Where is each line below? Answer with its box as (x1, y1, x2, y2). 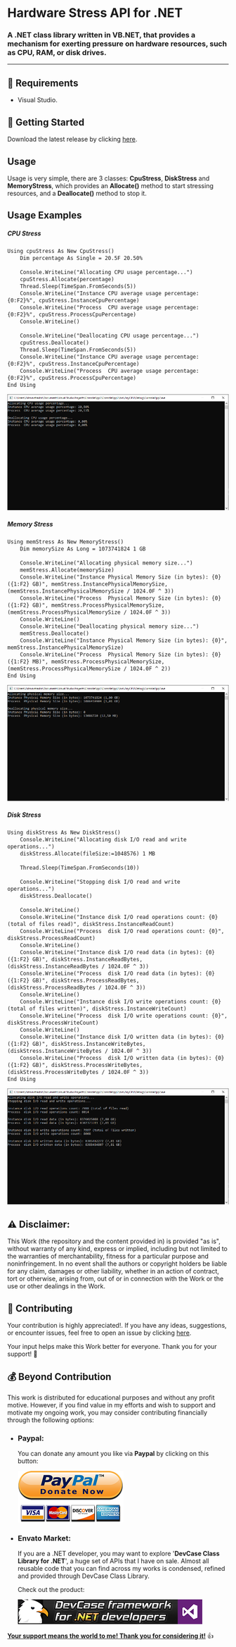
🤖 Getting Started (7, 116, 85, 128)
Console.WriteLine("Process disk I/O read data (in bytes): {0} (20, 970, 216, 977)
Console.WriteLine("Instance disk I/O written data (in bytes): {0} (20, 1034, 225, 1041)
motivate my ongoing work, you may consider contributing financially (7, 1408, 208, 1417)
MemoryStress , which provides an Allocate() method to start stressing (7, 181, 214, 190)
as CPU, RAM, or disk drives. (7, 48, 107, 58)
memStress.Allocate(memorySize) (20, 567, 114, 574)
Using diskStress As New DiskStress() (7, 829, 121, 837)
